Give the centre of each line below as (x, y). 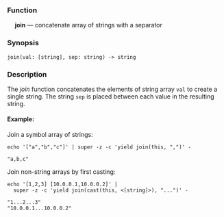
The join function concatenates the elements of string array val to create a (112, 89)
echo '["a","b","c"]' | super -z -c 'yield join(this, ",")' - (99, 147)
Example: (21, 119)
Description (27, 74)
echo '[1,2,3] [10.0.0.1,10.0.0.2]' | (62, 184)
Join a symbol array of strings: (50, 135)
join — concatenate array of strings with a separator (88, 25)
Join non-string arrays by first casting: (61, 172)
